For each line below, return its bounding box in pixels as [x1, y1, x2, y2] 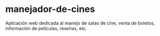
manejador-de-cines [5, 3, 95, 15]
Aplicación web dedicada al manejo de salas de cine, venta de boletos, [5, 20, 155, 26]
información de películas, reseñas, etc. [5, 25, 87, 31]
